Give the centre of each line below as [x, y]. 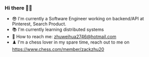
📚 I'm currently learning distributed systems [58, 30]
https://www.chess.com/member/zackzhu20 [58, 50]
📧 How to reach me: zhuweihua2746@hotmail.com [64, 37]
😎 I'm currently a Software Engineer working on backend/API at [78, 19]
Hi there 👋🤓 [18, 8]
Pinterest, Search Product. [39, 24]
